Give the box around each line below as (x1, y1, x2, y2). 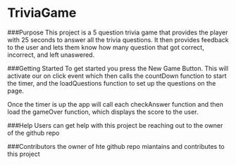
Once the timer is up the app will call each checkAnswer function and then (7, 100, 223, 108)
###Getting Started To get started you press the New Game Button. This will (7, 64, 229, 72)
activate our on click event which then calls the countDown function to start (7, 72, 227, 80)
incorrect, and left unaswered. (7, 51, 95, 59)
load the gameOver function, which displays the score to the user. (7, 107, 199, 116)
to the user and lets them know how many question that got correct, (7, 43, 204, 51)
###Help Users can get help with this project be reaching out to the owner (7, 121, 223, 129)
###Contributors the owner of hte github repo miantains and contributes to (7, 142, 225, 150)
